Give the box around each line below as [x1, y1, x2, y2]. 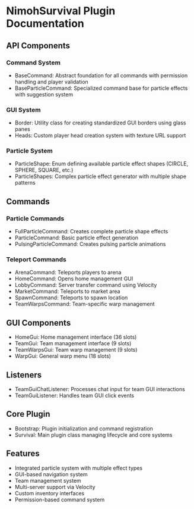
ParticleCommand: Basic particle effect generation [14, 234, 138, 242]
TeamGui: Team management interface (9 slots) [14, 340, 132, 347]
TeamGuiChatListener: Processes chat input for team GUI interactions [14, 386, 185, 393]
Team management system [14, 477, 81, 484]
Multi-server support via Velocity [14, 483, 96, 491]
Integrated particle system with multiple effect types [14, 464, 143, 471]
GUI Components [6, 317, 71, 328]
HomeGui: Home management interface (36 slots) [14, 333, 137, 341]
